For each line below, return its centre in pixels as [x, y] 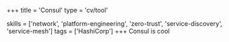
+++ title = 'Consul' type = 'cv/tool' [57, 10]
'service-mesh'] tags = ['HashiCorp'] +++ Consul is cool [88, 31]
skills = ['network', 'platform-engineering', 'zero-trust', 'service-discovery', [115, 23]
